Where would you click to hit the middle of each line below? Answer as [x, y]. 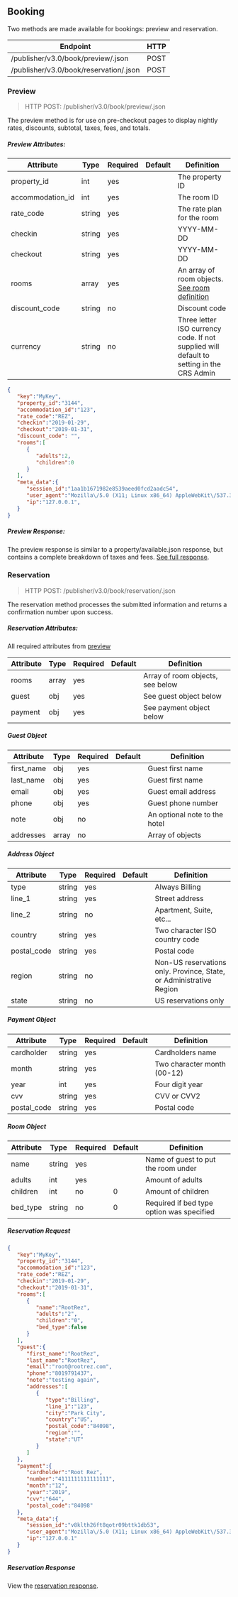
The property [199, 177]
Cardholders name [186, 1052]
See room [194, 288]
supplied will [198, 347]
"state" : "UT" [64, 1440]
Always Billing [178, 887]
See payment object [177, 707]
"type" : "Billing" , [72, 1400]
